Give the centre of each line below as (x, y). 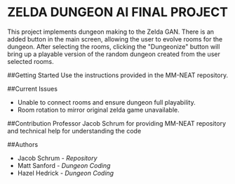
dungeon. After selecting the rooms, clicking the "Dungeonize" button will (114, 46)
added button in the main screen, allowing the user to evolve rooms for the (115, 39)
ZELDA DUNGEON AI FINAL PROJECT (117, 12)
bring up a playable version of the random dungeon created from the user (114, 54)
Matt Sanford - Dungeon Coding (64, 165)
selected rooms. (31, 61)
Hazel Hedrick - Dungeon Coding (66, 173)
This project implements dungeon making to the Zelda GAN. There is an (111, 32)
